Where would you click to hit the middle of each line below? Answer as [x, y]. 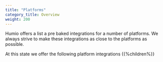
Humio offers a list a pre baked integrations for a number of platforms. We [82, 34]
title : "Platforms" [26, 10]
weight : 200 [18, 19]
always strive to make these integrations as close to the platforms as [76, 39]
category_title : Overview [32, 15]
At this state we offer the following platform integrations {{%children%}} [80, 54]
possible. [15, 44]
